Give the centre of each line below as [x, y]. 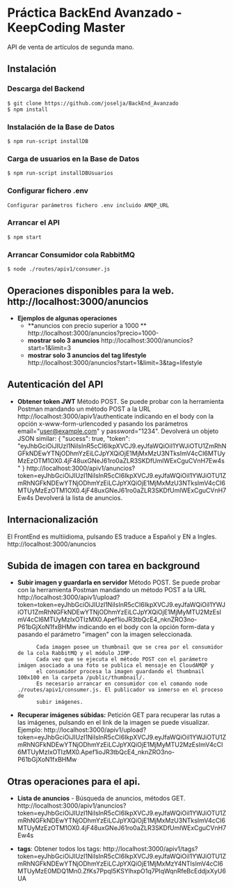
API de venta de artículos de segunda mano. [71, 47]
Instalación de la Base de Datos [61, 127]
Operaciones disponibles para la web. [90, 291]
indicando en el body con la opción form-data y [146, 627]
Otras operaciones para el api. [74, 782]
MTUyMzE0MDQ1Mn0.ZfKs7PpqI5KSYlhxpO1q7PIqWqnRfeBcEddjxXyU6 [121, 871]
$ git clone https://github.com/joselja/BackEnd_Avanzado [93, 103]
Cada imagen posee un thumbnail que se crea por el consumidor [130, 647]
